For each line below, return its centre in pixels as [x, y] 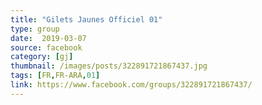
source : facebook [46, 47]
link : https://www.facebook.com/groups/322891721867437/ [131, 85]
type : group [35, 29]
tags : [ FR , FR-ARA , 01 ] [55, 76]
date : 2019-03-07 [48, 38]
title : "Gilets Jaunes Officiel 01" [86, 19]
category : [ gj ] [42, 57]
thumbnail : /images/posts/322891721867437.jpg [109, 66]
